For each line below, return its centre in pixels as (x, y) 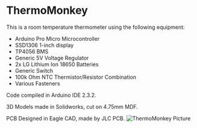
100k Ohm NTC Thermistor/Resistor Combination (76, 77)
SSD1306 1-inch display (44, 45)
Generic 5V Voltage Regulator (52, 58)
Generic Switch (34, 70)
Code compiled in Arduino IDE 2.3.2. (51, 95)
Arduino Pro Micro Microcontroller (57, 38)
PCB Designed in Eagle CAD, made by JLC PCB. (66, 118)
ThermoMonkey (47, 11)
